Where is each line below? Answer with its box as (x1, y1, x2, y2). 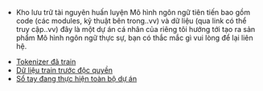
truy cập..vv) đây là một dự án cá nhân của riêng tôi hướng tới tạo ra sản (15, 25, 256, 34)
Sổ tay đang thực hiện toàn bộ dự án (15, 74, 138, 83)
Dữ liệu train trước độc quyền (15, 65, 113, 75)
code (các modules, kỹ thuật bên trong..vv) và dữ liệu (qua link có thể (15, 16, 247, 26)
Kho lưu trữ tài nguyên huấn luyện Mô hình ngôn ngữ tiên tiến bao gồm (15, 8, 251, 17)
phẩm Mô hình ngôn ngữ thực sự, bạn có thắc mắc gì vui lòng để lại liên (15, 33, 253, 42)
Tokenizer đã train (15, 57, 76, 66)
